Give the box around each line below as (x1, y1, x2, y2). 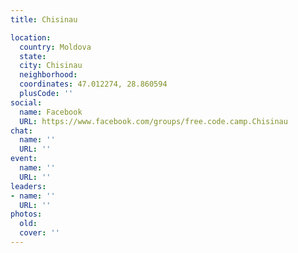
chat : (10, 126, 33, 136)
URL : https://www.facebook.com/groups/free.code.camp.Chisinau (19, 116, 288, 126)
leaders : (10, 181, 47, 191)
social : (10, 97, 43, 108)
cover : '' (19, 228, 60, 238)
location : (10, 32, 52, 43)
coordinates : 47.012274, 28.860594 (19, 79, 168, 90)
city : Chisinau (19, 61, 83, 71)
